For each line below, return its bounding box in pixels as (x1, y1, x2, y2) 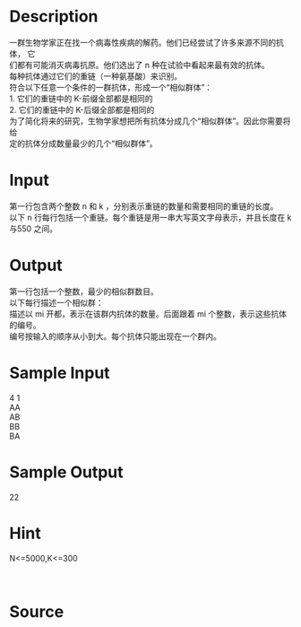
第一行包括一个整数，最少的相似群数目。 (9, 285, 159, 297)
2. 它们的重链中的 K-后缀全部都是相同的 (9, 104, 155, 115)
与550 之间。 (9, 222, 58, 234)
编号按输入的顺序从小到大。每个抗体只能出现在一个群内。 (9, 330, 221, 342)
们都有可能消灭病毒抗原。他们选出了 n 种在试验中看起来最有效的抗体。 (9, 59, 271, 70)
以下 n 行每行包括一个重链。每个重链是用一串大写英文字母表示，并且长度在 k (9, 212, 292, 222)
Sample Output (9, 462, 124, 482)
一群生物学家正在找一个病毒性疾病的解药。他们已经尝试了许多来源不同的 (9, 37, 276, 48)
